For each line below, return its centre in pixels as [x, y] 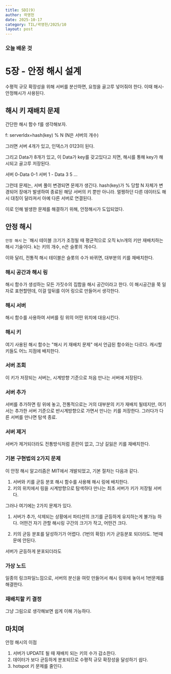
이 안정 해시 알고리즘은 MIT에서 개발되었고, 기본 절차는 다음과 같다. [72, 471]
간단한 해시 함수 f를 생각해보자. [36, 124]
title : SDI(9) [20, 10]
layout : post [19, 29]
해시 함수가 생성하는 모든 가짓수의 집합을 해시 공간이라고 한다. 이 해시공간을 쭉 [83, 284]
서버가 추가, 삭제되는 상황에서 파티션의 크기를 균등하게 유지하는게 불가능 [84, 516]
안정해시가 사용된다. [25, 93]
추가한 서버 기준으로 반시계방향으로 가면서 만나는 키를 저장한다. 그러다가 [87, 411]
